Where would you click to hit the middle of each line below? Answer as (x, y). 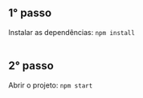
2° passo (31, 66)
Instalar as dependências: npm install (71, 32)
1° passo (30, 13)
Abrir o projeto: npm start (51, 85)
